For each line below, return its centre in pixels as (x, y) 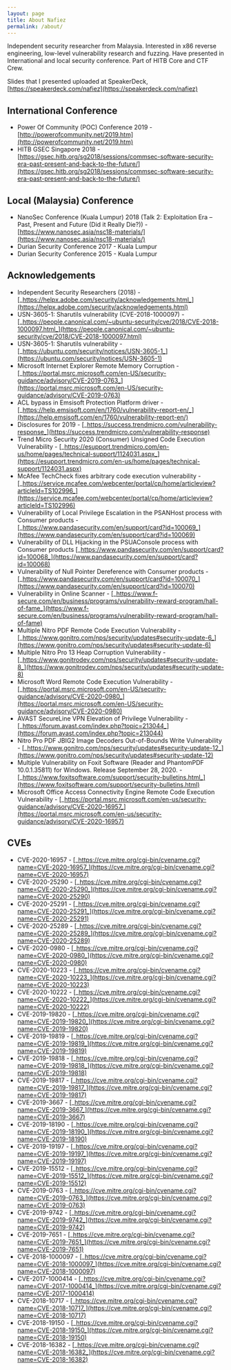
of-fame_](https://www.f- (53, 608)
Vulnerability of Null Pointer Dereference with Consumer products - (113, 571)
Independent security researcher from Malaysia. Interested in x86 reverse (112, 46)
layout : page (26, 13)
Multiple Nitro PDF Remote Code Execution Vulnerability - (99, 630)
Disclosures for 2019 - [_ (52, 424)
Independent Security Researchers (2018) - (79, 292)
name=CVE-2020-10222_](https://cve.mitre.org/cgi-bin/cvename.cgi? (117, 999)
